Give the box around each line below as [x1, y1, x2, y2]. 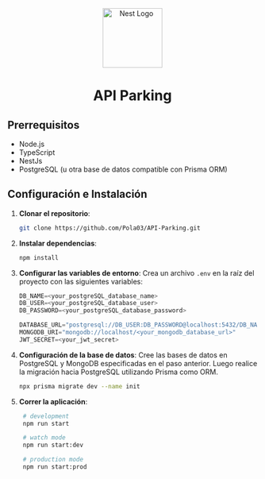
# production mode [22, 456, 84, 464]
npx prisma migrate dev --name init [18, 382, 140, 390]
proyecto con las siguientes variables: [18, 276, 144, 286]
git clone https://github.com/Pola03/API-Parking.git [18, 224, 201, 232]
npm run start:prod [22, 463, 87, 471]
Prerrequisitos [7, 118, 80, 132]
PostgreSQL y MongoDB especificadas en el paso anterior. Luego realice [18, 358, 258, 368]
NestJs [18, 156, 43, 165]
